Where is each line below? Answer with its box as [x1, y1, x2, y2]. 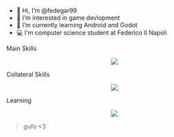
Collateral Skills [6, 70, 50, 78]
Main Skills [6, 44, 37, 52]
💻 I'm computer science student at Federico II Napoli [16, 29, 167, 37]
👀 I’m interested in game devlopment [16, 14, 121, 22]
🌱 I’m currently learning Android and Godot [16, 21, 138, 29]
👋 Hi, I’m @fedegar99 [16, 7, 77, 14]
